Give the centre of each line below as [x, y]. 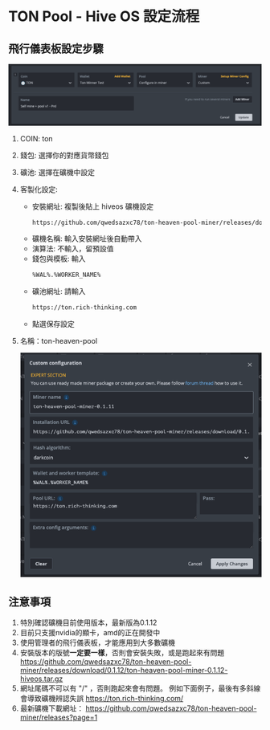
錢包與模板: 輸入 [59, 259]
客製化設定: [39, 189]
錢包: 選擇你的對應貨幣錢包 [64, 155]
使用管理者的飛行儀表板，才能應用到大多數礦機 [97, 642]
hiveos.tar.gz [41, 679]
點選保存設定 [53, 324]
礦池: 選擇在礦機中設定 [57, 172]
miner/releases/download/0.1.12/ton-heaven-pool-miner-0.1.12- [124, 671]
